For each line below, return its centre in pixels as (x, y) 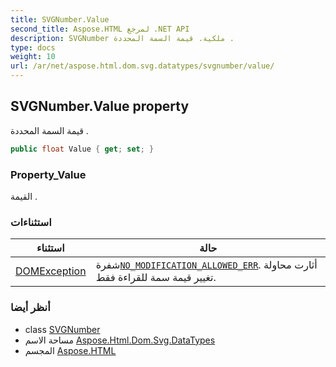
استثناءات (31, 222)
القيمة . (24, 196)
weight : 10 (33, 57)
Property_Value (48, 174)
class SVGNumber (62, 329)
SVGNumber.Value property (100, 106)
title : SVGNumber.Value (60, 19)
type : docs (33, 47)
